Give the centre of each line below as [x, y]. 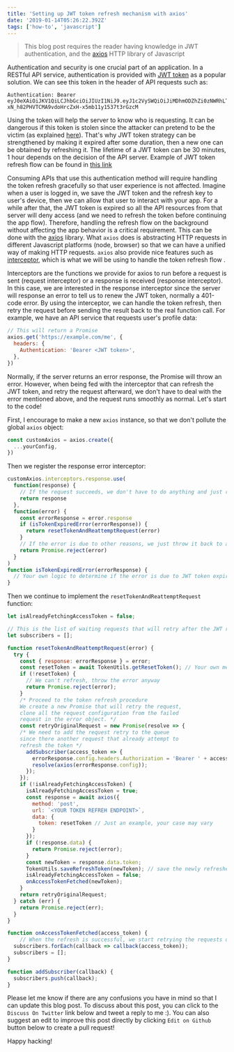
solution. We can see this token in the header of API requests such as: [108, 82]
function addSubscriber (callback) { [60, 972]
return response [44, 498]
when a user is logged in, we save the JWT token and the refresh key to [110, 193]
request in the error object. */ [68, 720]
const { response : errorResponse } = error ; [85, 661]
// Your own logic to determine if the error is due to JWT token [112, 577]
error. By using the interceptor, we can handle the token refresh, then [122, 303]
